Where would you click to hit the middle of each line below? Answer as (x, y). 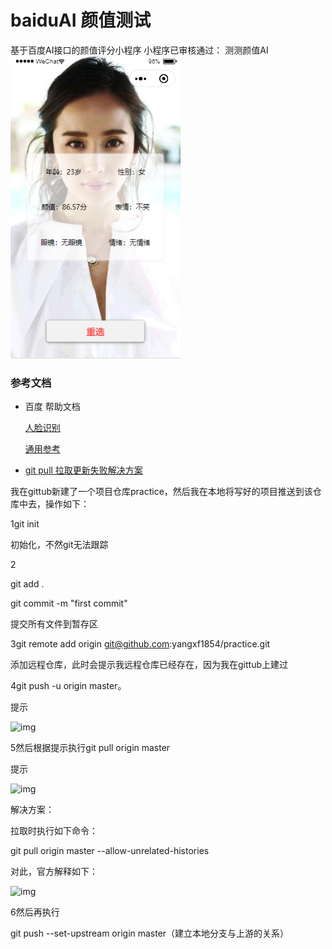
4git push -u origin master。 (68, 686)
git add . (27, 584)
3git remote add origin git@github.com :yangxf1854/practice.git (140, 644)
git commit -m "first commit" (69, 603)
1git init (25, 524)
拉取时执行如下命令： (54, 831)
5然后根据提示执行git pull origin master (90, 748)
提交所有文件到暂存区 (54, 624)
